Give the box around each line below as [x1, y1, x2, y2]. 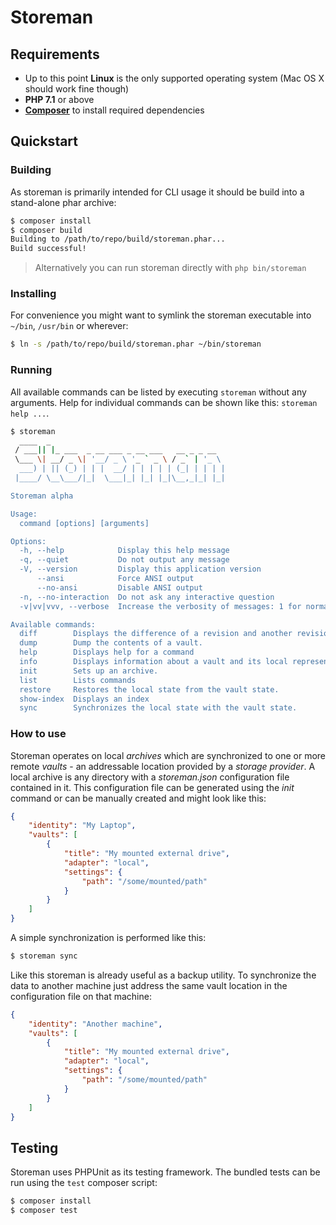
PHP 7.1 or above [24, 94, 95, 105]
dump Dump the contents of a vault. [19, 638, 203, 648]
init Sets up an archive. [19, 666, 159, 676]
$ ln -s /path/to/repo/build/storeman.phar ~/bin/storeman [10, 339, 262, 350]
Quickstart [10, 133, 79, 150]
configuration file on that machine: [10, 990, 152, 1002]
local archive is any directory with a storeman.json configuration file [10, 771, 290, 783]
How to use [10, 727, 67, 741]
